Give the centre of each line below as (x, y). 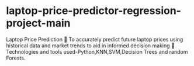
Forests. (16, 58)
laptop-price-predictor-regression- (93, 11)
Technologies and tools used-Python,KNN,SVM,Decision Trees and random (97, 51)
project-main (38, 23)
